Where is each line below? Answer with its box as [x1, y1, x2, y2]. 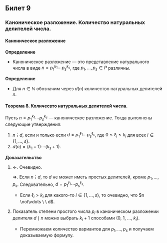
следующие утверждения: [5, 121, 61, 127]
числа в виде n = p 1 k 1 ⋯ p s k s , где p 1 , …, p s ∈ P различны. [12, 64, 130, 72]
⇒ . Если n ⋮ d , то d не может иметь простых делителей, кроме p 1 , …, [12, 174, 159, 181]
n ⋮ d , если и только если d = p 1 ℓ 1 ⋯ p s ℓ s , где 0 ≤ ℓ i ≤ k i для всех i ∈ [12, 131, 154, 139]
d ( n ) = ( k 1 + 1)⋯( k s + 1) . [12, 144, 61, 151]
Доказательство [5, 154, 42, 160]
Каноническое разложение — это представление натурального [12, 59, 149, 65]
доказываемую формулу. [19, 232, 74, 238]
